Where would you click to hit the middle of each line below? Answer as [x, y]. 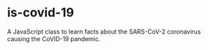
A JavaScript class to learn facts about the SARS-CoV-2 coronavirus [104, 32]
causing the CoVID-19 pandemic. [54, 38]
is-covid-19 [41, 13]
